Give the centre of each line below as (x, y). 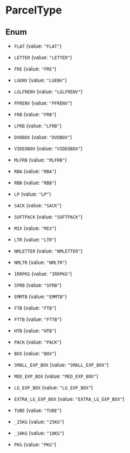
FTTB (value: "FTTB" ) (38, 319)
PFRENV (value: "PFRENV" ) (43, 103)
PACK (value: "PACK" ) (38, 342)
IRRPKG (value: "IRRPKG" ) (43, 274)
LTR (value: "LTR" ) (35, 239)
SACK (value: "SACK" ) (38, 205)
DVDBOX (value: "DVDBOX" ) (43, 137)
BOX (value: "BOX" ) (35, 353)
